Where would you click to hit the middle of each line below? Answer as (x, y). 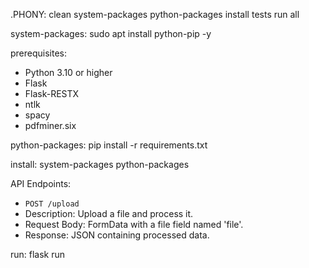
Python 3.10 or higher (68, 72)
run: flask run (38, 254)
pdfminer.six (50, 125)
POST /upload (52, 204)
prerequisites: (39, 53)
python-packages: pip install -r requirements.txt (109, 145)
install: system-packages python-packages (100, 164)
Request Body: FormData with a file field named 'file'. (134, 224)
